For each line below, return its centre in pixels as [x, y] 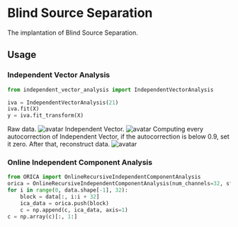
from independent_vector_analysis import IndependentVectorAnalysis [110, 90]
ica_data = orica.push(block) [65, 203]
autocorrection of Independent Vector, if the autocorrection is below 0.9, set [119, 136]
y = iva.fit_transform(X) [45, 116]
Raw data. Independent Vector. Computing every [106, 129]
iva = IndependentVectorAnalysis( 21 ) [63, 103]
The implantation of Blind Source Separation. [73, 33]
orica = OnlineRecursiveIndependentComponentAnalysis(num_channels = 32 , [115, 184]
